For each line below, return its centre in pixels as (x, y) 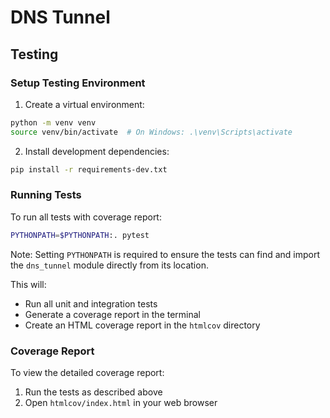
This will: (28, 284)
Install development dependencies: (97, 151)
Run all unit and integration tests (91, 303)
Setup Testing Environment (78, 83)
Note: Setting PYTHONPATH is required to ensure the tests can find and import (165, 254)
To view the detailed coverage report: (87, 372)
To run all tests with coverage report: (86, 217)
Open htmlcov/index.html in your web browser (121, 402)
